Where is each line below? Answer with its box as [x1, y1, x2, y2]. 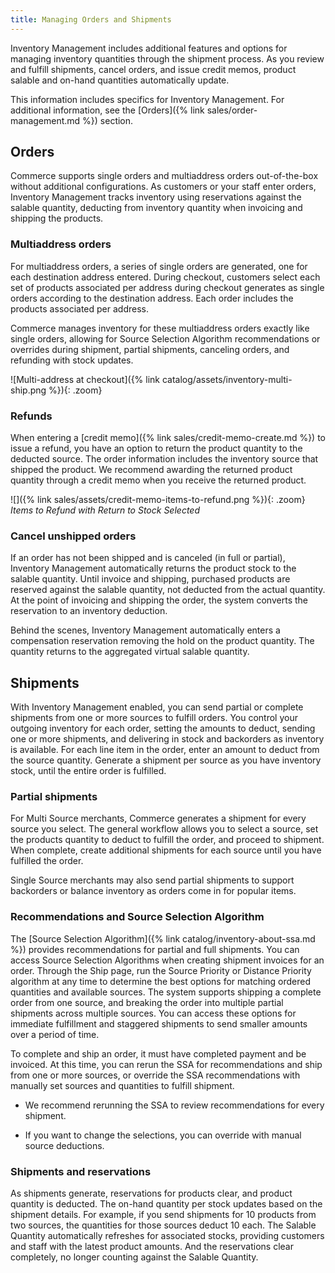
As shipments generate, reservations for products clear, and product [10, 1187, 293, 1200]
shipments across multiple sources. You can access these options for [10, 1007, 297, 1019]
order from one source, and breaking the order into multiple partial [10, 996, 284, 1008]
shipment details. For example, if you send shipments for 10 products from [10, 1209, 317, 1221]
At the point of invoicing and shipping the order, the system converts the [10, 594, 308, 606]
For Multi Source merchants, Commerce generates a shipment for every [10, 812, 307, 825]
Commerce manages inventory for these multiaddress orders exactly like [10, 322, 310, 334]
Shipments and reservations [10, 1164, 152, 1178]
